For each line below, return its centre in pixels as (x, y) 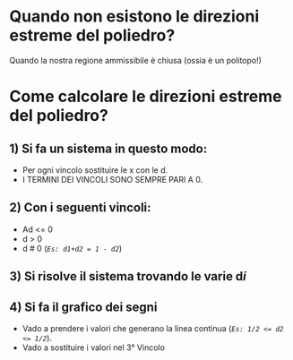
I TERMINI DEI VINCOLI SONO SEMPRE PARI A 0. (112, 179)
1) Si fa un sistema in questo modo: (108, 148)
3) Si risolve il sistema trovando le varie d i (128, 276)
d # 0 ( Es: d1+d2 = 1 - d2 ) (72, 248)
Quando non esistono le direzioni (134, 17)
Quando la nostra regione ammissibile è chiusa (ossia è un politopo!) (136, 60)
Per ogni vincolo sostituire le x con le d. (95, 170)
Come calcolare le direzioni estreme (146, 97)
